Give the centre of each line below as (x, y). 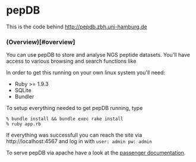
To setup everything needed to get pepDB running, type (75, 108)
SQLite (23, 90)
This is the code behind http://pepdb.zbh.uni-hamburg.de (77, 27)
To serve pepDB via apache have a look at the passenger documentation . (96, 153)
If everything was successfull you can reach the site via (74, 135)
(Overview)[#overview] (41, 42)
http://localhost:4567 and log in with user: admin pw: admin (79, 141)
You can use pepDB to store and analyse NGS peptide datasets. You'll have (98, 55)
